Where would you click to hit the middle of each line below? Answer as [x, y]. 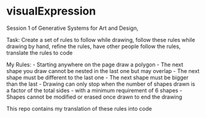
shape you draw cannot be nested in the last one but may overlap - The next [103, 71]
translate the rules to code [40, 52]
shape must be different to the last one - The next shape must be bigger [97, 77]
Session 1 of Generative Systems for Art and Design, [72, 28]
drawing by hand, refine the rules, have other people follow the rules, [93, 46]
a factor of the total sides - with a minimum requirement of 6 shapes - [94, 90]
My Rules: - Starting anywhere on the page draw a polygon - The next [95, 64]
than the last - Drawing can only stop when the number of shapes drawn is [101, 84]
